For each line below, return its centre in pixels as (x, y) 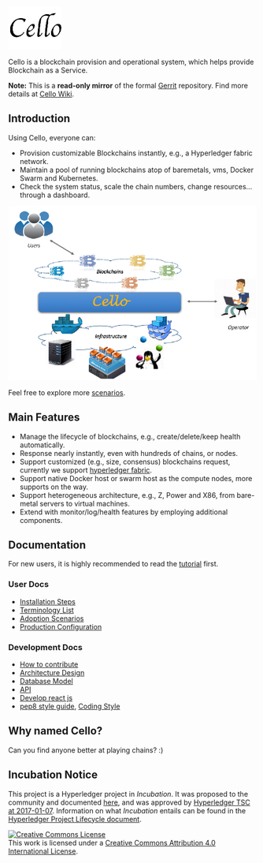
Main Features (44, 418)
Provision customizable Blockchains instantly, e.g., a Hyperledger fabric (136, 153)
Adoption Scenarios (52, 618)
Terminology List (47, 610)
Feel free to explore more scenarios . (67, 392)
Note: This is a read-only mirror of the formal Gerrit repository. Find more (128, 86)
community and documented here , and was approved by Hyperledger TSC (129, 802)
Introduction (39, 119)
